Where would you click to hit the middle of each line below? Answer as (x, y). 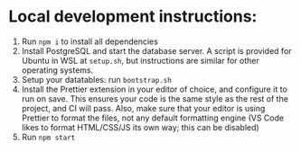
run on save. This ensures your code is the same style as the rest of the (155, 98)
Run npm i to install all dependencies (90, 41)
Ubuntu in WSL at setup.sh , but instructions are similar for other (140, 60)
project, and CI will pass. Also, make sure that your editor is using (143, 108)
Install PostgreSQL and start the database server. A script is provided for (156, 50)
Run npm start (48, 137)
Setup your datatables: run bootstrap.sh (97, 79)
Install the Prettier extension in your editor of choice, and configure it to (155, 89)
